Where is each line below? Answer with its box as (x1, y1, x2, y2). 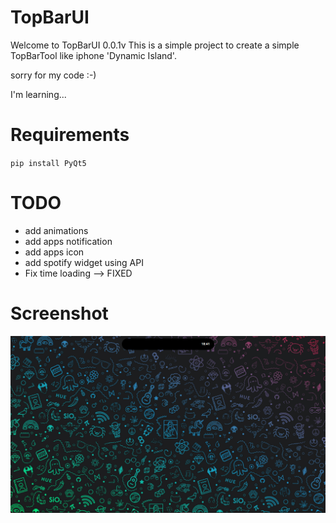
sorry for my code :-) (10, 69, 97, 81)
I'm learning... (10, 88, 67, 100)
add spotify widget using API (24, 256, 144, 268)
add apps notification (24, 235, 113, 247)
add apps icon (24, 246, 85, 258)
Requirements (10, 124, 130, 146)
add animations (24, 224, 89, 236)
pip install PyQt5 (10, 158, 87, 168)
